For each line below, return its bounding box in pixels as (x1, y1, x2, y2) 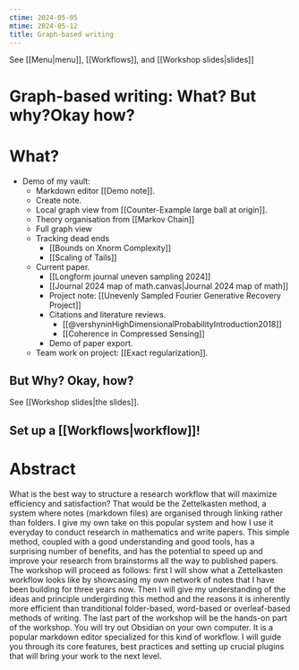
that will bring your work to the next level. (9, 650, 162, 661)
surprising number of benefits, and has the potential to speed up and (9, 545, 264, 556)
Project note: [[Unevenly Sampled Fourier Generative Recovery (48, 290, 282, 300)
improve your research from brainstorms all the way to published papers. (9, 555, 278, 566)
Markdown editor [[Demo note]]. (35, 185, 155, 196)
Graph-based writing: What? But (9, 86, 257, 106)
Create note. (35, 195, 82, 205)
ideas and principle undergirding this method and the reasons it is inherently (9, 593, 291, 604)
